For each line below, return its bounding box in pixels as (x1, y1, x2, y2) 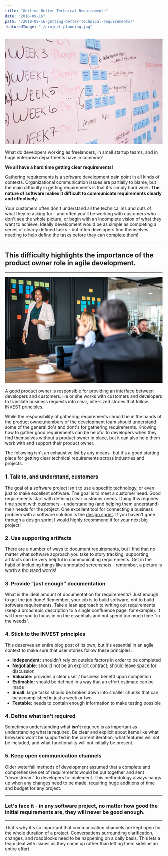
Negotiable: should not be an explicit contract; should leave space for (12, 662, 157, 669)
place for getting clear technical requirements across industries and (5, 455, 145, 461)
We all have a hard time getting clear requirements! (5, 164, 113, 170)
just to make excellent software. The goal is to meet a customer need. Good (5, 490, 161, 496)
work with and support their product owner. (5, 440, 95, 446)
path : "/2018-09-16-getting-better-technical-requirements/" (5, 19, 135, 24)
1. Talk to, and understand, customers (5, 473, 98, 480)
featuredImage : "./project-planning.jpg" (5, 24, 93, 29)
